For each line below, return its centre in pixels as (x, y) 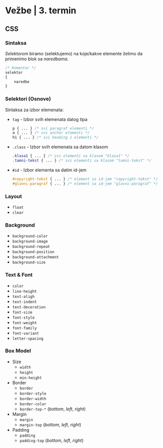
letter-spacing (28, 338)
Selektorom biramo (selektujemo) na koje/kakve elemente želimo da (74, 53)
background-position (33, 252)
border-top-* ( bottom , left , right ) (53, 409)
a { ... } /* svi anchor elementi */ (51, 133)
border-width (33, 399)
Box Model (18, 351)
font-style (23, 318)
